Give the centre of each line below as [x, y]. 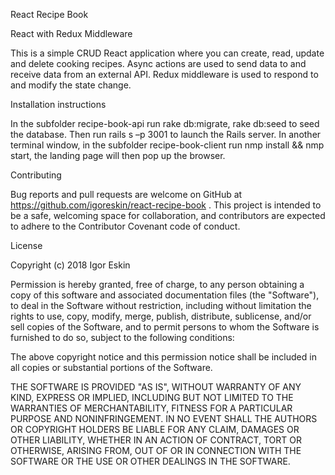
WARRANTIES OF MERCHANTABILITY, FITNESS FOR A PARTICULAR [151, 408]
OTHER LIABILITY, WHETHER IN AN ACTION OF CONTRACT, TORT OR [156, 440]
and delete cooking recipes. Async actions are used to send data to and [158, 63]
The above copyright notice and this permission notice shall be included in [163, 357]
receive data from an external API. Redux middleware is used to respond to [164, 74]
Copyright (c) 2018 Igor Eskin [70, 265]
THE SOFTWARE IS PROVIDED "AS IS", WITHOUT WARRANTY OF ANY [156, 387]
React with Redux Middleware [71, 33]
